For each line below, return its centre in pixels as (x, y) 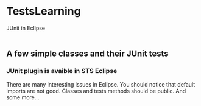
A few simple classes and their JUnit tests (87, 54)
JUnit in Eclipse (26, 28)
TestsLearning (44, 11)
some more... (23, 97)
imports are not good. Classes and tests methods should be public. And (96, 91)
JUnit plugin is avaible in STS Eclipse (62, 71)
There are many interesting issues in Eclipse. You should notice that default (101, 84)
